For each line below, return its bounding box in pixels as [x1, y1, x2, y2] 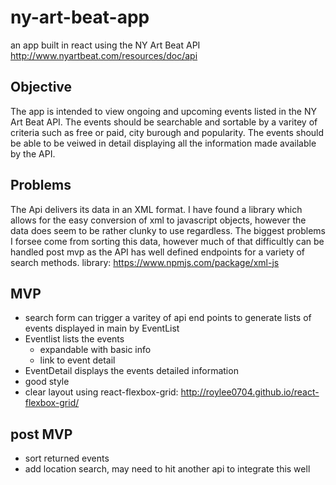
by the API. [10, 147, 56, 160]
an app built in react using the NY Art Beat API [10, 39, 201, 51]
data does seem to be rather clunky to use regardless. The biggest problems [10, 224, 326, 236]
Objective [10, 79, 73, 96]
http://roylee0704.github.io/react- [180, 386, 320, 398]
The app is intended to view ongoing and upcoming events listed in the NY [10, 105, 317, 117]
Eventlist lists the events [24, 333, 125, 345]
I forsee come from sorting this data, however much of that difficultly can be [10, 235, 325, 247]
